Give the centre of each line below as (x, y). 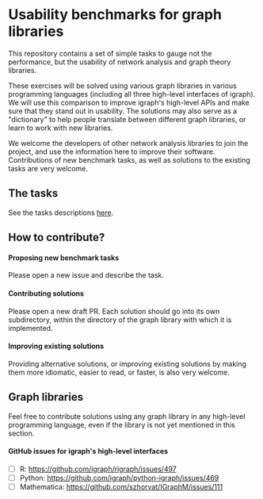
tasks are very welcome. (48, 168)
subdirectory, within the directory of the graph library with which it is (120, 320)
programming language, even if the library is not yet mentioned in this (122, 424)
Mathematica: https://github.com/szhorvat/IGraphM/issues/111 (121, 486)
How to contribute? (57, 238)
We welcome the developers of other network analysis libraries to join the (128, 143)
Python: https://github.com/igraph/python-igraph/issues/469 (119, 478)
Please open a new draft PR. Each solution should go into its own (114, 311)
